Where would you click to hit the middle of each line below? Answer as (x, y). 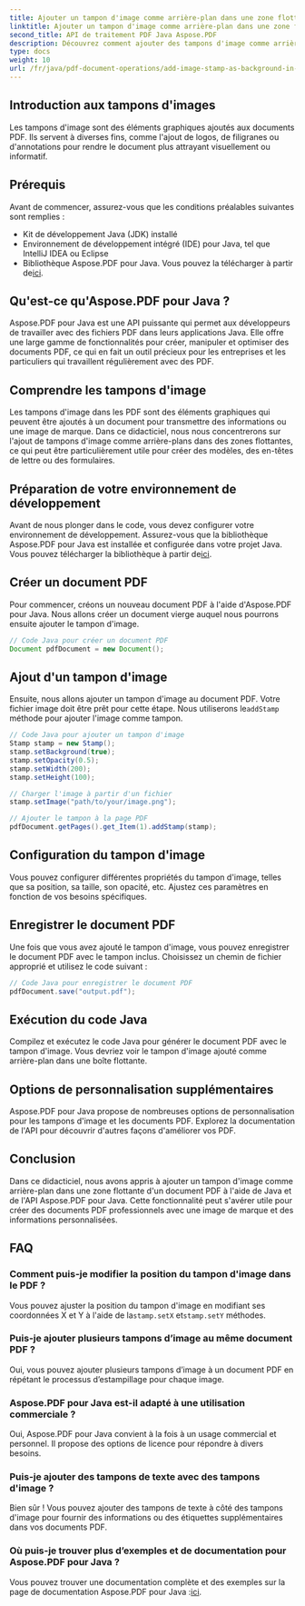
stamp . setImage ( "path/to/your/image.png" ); (93, 802)
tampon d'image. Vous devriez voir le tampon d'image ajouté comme (138, 1052)
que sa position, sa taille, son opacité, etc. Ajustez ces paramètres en (139, 886)
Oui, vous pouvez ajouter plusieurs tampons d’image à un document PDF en (152, 1370)
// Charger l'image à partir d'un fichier (91, 793)
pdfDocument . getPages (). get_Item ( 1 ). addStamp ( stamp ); (113, 827)
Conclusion (43, 1159)
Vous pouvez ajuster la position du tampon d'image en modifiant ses (138, 1305)
